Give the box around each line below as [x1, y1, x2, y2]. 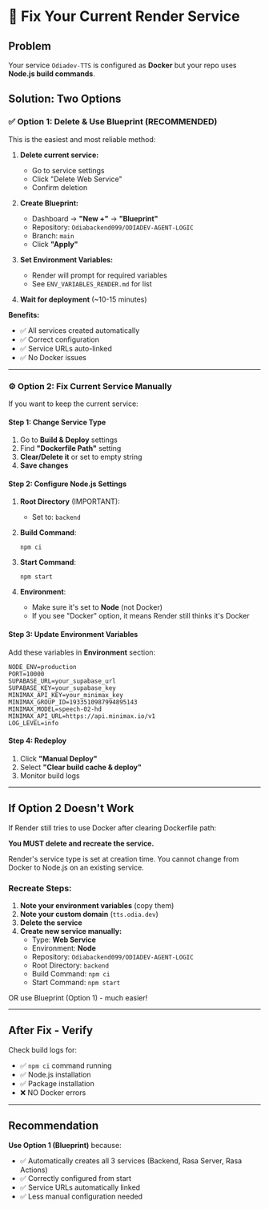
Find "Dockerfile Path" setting [19, 444, 122, 453]
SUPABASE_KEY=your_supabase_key [8, 684, 116, 692]
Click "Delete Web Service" [31, 174, 122, 184]
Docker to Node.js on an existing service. [8, 862, 144, 872]
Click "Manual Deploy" [19, 753, 98, 763]
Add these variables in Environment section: [8, 647, 156, 657]
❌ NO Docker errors [19, 1087, 86, 1097]
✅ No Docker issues [19, 352, 86, 362]
